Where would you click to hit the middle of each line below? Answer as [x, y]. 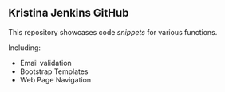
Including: [25, 48]
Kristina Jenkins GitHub [69, 13]
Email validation [45, 63]
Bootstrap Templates [54, 71]
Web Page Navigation [55, 79]
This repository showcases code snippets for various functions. [113, 32]
